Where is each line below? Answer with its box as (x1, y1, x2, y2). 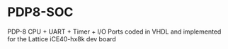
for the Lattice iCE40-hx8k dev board (7, 34, 117, 43)
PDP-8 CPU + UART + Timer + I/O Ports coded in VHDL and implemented (7, 27, 222, 36)
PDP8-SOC (7, 4, 74, 20)
